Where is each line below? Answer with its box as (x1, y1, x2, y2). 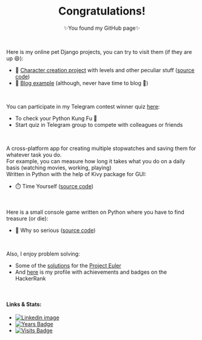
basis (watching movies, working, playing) (6, 164, 112, 171)
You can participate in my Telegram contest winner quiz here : (6, 103, 160, 110)
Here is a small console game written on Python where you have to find (6, 208, 184, 216)
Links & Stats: (6, 301, 42, 308)
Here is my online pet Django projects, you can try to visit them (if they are (6, 48, 192, 55)
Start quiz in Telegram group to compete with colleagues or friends (15, 121, 183, 128)
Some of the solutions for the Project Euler (15, 262, 121, 269)
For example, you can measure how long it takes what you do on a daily (6, 157, 186, 165)
